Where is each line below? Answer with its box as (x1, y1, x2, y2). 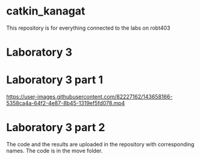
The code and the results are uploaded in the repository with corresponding (6, 141, 195, 148)
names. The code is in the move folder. (6, 147, 103, 154)
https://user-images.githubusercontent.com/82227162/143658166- (6, 93, 173, 100)
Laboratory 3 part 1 (6, 73, 104, 87)
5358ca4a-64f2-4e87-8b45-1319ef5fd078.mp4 (6, 100, 125, 107)
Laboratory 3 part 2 (6, 121, 105, 134)
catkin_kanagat (6, 4, 86, 18)
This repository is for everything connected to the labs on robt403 (6, 24, 170, 31)
